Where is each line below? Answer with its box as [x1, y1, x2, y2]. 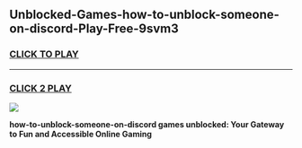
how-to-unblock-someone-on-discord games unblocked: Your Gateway [9, 118, 285, 129]
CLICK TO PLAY [9, 48, 79, 61]
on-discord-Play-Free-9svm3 [9, 22, 180, 37]
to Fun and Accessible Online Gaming [9, 128, 153, 139]
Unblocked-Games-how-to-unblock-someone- [9, 7, 280, 22]
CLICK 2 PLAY [9, 82, 72, 94]
